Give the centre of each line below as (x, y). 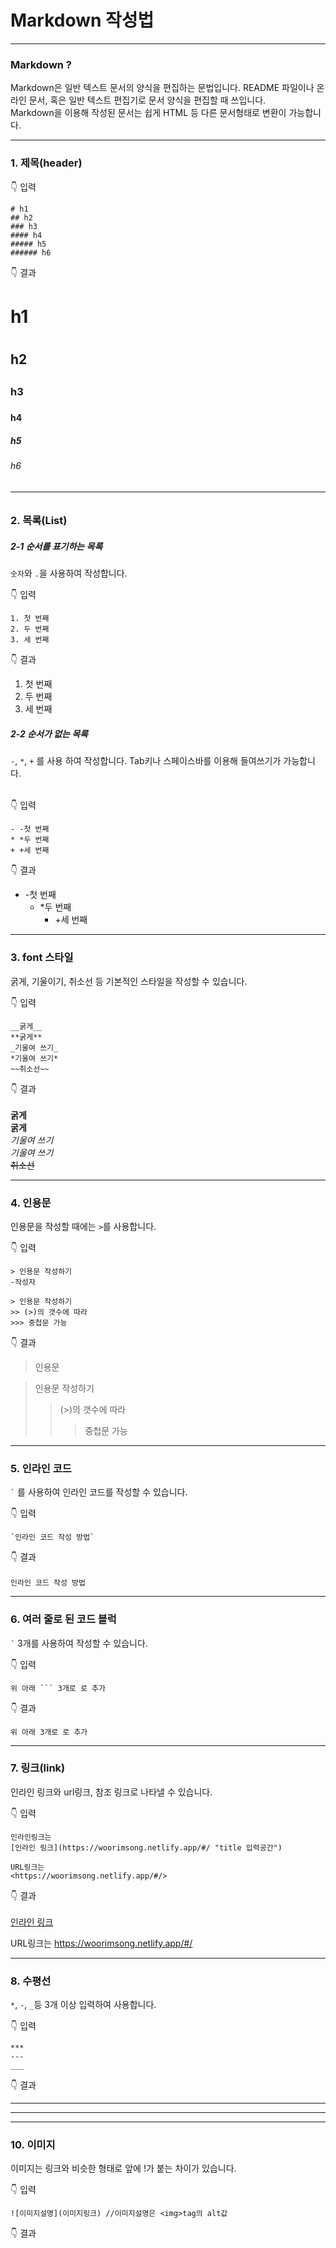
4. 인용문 (31, 1203)
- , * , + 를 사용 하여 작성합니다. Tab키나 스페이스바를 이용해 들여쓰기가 (146, 761)
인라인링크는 (31, 1837)
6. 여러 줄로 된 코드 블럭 (63, 1619)
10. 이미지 (33, 2145)
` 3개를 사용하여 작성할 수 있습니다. (79, 1643)
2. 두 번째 (30, 629)
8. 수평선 (31, 1981)
